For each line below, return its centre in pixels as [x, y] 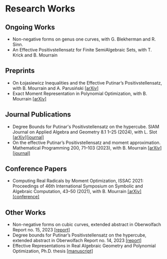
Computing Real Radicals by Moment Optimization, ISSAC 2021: [78, 181]
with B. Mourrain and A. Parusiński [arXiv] [55, 88]
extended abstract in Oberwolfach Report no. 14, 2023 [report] [77, 240]
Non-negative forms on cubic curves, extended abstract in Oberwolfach [87, 224]
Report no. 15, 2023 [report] [41, 230]
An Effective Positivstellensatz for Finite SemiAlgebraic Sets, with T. [82, 50]
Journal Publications [38, 115]
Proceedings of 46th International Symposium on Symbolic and [78, 186]
